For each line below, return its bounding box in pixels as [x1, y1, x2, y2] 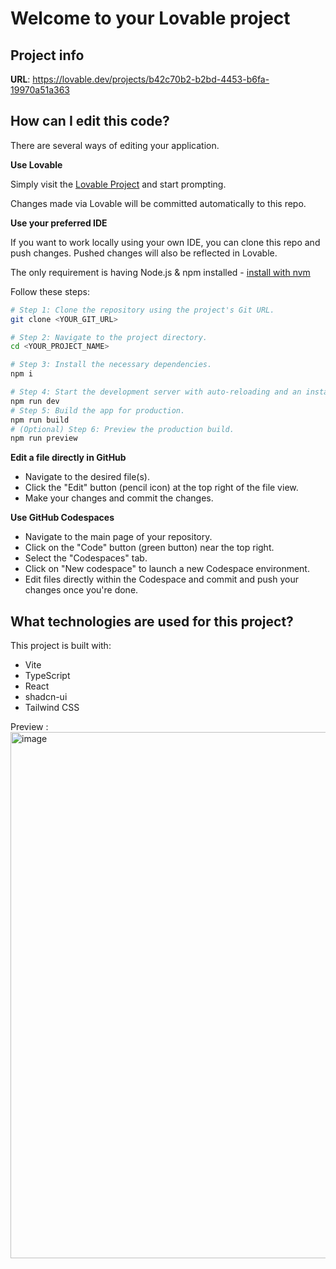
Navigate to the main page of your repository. [24, 531, 213, 543]
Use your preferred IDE [10, 217, 108, 229]
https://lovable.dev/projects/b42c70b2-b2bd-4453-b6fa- [32, 73, 270, 85]
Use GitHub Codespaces [10, 512, 115, 524]
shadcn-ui [24, 691, 68, 703]
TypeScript [24, 670, 71, 682]
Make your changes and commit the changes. [24, 492, 214, 504]
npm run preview [10, 433, 78, 444]
